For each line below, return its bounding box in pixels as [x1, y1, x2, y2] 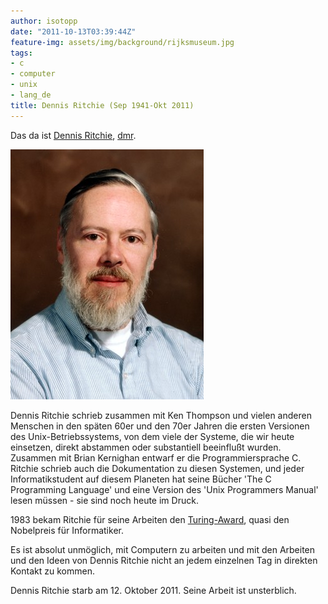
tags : [10, 48, 33, 58]
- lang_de [10, 90, 52, 100]
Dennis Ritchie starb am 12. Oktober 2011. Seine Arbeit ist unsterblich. [10, 584, 297, 596]
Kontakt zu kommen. [10, 565, 95, 577]
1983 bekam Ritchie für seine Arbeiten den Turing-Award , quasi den [10, 513, 290, 525]
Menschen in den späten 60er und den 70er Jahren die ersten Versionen [10, 420, 310, 432]
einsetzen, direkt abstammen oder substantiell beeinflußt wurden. [10, 441, 282, 453]
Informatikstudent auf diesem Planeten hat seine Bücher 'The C [10, 473, 272, 485]
